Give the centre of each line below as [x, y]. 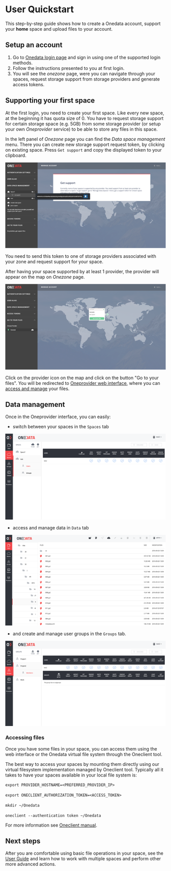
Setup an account [34, 45]
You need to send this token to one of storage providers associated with [81, 256]
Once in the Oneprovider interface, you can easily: [58, 417]
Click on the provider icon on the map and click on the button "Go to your [82, 378]
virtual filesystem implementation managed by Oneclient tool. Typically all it [84, 769]
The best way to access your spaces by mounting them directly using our [82, 764]
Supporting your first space [50, 101]
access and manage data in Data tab [51, 527]
